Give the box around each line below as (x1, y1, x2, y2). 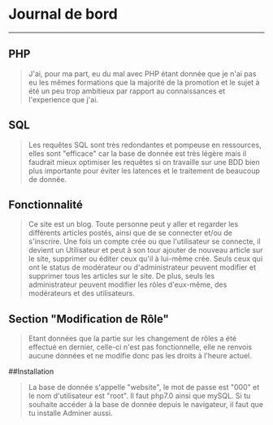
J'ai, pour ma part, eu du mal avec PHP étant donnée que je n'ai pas (28, 68, 257, 78)
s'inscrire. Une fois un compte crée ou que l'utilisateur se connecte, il (28, 236, 262, 246)
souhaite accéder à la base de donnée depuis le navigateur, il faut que (28, 400, 264, 410)
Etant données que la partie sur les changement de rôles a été (28, 334, 237, 344)
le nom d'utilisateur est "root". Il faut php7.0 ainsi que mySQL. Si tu (28, 391, 251, 401)
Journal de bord (8, 5, 118, 24)
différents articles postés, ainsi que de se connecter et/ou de (28, 228, 233, 238)
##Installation (8, 366, 54, 376)
